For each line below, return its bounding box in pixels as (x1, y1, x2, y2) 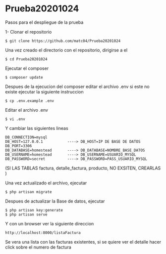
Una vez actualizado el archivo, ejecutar (5, 180, 87, 186)
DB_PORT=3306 (5, 143, 32, 148)
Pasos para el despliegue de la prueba (5, 19, 84, 25)
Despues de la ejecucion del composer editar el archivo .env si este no (5, 84, 150, 89)
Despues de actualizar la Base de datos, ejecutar (5, 198, 105, 204)
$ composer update (5, 75, 43, 80)
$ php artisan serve (5, 212, 48, 217)
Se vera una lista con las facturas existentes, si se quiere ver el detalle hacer (5, 239, 162, 245)
